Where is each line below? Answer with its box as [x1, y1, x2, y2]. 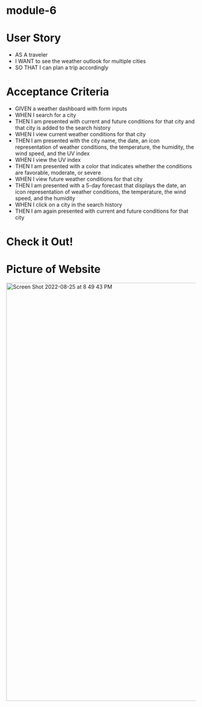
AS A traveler [14, 51, 48, 58]
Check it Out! [6, 235, 73, 249]
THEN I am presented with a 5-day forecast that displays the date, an [14, 182, 186, 189]
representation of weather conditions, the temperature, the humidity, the [14, 143, 194, 151]
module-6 [6, 4, 57, 17]
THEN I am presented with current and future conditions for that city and [14, 118, 195, 125]
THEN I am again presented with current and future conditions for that [14, 207, 189, 215]
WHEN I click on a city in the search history [14, 201, 123, 209]
